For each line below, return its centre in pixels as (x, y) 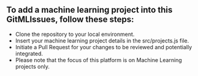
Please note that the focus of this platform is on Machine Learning (98, 60)
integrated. (29, 54)
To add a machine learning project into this (89, 10)
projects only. (32, 66)
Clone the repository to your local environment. (75, 34)
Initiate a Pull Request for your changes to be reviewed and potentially (104, 47)
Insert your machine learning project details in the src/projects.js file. (102, 40)
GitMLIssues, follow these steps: (70, 20)
